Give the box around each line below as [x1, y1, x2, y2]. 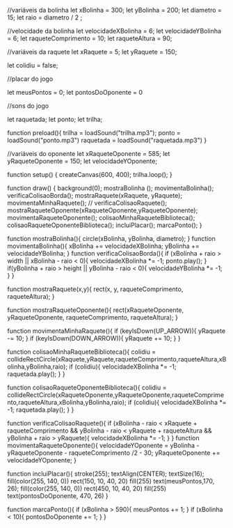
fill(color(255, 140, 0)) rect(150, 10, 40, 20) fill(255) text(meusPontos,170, [7, 477, 215, 485]
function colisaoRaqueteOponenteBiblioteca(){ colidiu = [7, 383, 167, 391]
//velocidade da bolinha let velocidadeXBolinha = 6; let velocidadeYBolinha [7, 27, 221, 35]
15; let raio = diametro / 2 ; [7, 13, 83, 22]
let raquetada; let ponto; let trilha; [7, 115, 103, 123]
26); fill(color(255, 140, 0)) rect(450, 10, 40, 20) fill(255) [7, 484, 167, 492]
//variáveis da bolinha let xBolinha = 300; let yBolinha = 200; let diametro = [7, 6, 223, 14]
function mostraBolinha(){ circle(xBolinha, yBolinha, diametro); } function [7, 235, 216, 242]
